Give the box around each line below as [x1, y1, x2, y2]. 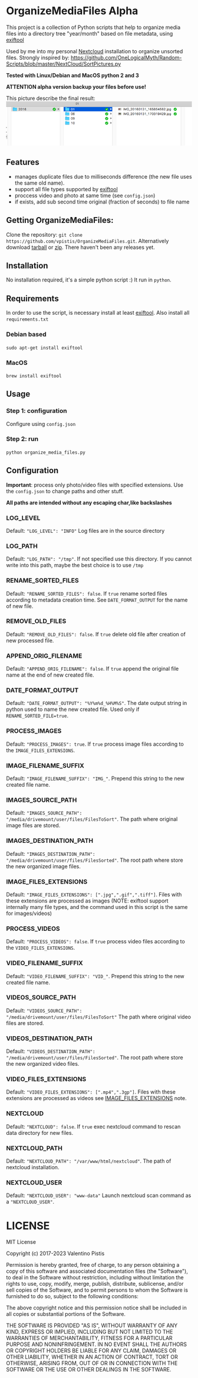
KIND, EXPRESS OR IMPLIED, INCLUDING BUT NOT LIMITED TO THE [6, 1328, 173, 1335]
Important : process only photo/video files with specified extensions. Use [6, 481, 184, 489]
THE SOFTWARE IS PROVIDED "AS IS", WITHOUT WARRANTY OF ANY [6, 1322, 178, 1329]
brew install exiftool [6, 373, 62, 379]
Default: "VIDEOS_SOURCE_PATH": [6, 1007, 82, 1014]
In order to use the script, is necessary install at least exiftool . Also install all [6, 309, 190, 316]
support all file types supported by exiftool [14, 185, 118, 193]
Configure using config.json [6, 420, 76, 427]
